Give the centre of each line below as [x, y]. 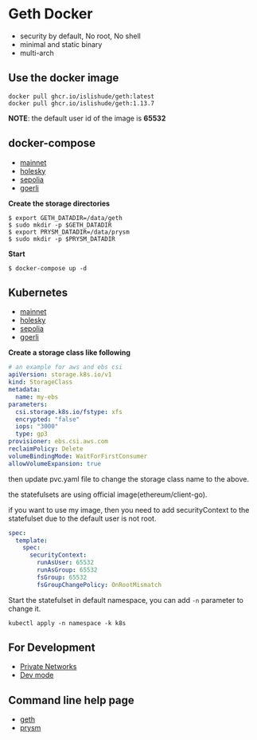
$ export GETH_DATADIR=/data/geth [66, 218]
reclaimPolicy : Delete [46, 449]
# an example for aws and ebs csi [66, 368]
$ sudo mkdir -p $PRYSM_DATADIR [62, 239]
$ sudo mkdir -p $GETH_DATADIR [60, 225]
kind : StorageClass [41, 382]
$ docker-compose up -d [48, 268]
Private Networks [48, 667]
